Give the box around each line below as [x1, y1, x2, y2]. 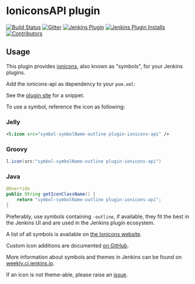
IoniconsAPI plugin [6, 4, 100, 18]
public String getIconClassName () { [6, 191, 96, 197]
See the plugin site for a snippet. [6, 91, 85, 98]
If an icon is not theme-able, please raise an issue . [6, 271, 128, 278]
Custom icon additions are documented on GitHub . [6, 242, 129, 249]
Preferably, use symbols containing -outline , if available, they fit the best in [6, 213, 190, 220]
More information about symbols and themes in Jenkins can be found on [6, 253, 182, 260]
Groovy [6, 145, 28, 153]
